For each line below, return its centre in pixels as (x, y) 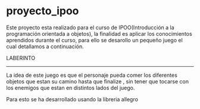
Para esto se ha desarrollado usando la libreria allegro (72, 99)
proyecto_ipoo (43, 11)
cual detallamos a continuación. (45, 46)
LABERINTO (21, 58)
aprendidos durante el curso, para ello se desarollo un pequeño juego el (94, 40)
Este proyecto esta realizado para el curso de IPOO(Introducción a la (90, 27)
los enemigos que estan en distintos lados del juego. (71, 88)
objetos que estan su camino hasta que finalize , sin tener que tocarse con (98, 81)
